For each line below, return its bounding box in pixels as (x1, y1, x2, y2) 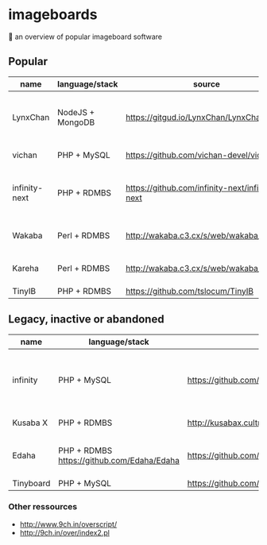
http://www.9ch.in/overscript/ (19, 519, 118, 529)
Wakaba (12, 230, 43, 241)
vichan (12, 149, 37, 160)
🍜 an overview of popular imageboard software (8, 32, 163, 41)
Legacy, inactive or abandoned (8, 312, 164, 327)
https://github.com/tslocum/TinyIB (126, 285, 254, 296)
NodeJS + (56, 106, 95, 118)
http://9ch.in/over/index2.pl (19, 528, 110, 537)
